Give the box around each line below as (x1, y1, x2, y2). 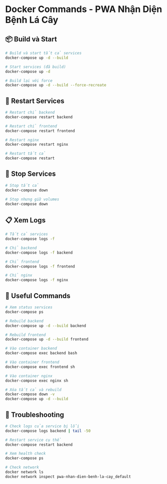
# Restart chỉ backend (5, 110, 55, 115)
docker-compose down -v (5, 392, 55, 397)
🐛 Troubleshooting (5, 410, 64, 419)
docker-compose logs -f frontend (5, 264, 75, 269)
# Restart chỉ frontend (5, 124, 57, 129)
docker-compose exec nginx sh (5, 378, 69, 383)
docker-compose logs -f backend (5, 250, 73, 255)
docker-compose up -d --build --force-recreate (5, 83, 107, 88)
